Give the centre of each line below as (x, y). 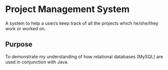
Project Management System (67, 9)
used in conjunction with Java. (37, 62)
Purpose (19, 45)
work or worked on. (26, 28)
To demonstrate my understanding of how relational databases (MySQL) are (84, 56)
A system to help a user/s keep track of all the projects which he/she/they (82, 23)
